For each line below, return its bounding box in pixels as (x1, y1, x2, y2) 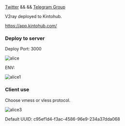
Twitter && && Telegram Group (5, 4, 66, 10)
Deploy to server (5, 35, 45, 42)
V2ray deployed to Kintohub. (5, 14, 62, 19)
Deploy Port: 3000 (5, 46, 42, 52)
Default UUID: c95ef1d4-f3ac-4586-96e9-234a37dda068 (5, 116, 120, 122)
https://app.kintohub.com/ (5, 23, 57, 29)
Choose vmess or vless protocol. (5, 97, 71, 103)
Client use (5, 86, 29, 93)
